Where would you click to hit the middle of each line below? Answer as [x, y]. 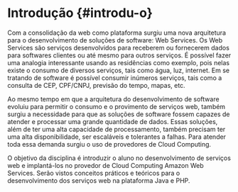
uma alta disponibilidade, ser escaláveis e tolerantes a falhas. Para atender [117, 137]
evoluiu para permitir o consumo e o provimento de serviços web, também [117, 106]
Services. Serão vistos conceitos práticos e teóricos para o [94, 173]
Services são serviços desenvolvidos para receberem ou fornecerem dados [118, 47]
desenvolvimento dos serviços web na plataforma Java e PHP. [99, 180]
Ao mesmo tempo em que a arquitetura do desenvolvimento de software [113, 99]
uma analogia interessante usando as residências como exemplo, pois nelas [118, 62]
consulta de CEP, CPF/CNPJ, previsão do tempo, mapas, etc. [97, 85]
